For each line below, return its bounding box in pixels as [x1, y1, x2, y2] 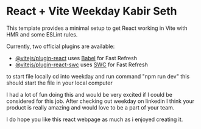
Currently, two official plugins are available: [6, 43, 115, 50]
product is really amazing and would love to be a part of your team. [6, 103, 175, 111]
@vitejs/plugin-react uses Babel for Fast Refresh [15, 54, 138, 61]
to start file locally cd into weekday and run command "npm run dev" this [6, 72, 190, 80]
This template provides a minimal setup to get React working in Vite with [6, 24, 188, 32]
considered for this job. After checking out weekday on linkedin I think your [6, 97, 195, 105]
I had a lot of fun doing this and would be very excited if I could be [6, 91, 172, 98]
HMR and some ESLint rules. [6, 30, 78, 38]
